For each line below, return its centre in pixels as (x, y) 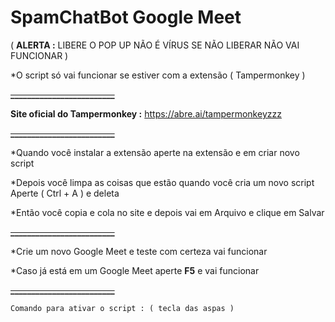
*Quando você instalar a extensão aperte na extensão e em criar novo (155, 152)
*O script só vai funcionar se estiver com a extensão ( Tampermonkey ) (158, 75)
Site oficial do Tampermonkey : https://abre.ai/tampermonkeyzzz (146, 113)
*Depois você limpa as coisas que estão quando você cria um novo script (162, 182)
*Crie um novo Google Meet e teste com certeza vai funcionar (139, 251)
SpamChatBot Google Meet (126, 17)
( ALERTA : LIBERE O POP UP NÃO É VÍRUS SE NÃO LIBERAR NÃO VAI (155, 45)
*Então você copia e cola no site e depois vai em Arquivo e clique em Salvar (167, 212)
